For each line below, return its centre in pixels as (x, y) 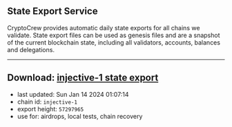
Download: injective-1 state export (83, 78)
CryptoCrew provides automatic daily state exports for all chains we (104, 27)
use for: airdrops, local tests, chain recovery (80, 116)
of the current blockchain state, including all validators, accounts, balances (114, 42)
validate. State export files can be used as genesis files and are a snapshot (114, 35)
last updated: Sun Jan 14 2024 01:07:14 (73, 94)
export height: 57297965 (50, 108)
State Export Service (52, 11)
